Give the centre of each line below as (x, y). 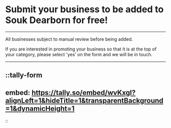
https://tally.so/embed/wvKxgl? (83, 93)
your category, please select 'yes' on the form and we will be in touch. (79, 54)
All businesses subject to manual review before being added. (69, 39)
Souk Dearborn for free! (56, 20)
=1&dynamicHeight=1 (40, 108)
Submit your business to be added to (84, 9)
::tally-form (24, 75)
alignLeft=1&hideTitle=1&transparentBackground (84, 100)
